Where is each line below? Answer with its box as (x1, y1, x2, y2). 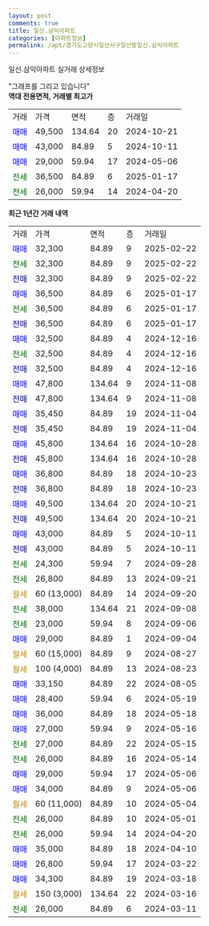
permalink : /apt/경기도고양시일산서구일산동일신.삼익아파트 (8, 42, 179, 50)
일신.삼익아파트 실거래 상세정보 (8, 65, 106, 74)
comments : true (8, 19, 59, 27)
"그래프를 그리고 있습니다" (8, 82, 90, 91)
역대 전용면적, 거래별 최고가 (8, 91, 94, 101)
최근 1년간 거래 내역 (8, 209, 69, 218)
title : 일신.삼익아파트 (8, 26, 76, 34)
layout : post (8, 11, 52, 20)
